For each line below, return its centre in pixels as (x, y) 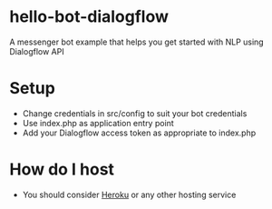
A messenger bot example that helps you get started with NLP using (137, 42)
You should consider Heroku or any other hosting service (129, 194)
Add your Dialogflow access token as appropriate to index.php (139, 133)
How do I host (62, 169)
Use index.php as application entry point (98, 123)
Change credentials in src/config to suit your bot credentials (135, 113)
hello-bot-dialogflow (89, 17)
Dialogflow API (37, 51)
